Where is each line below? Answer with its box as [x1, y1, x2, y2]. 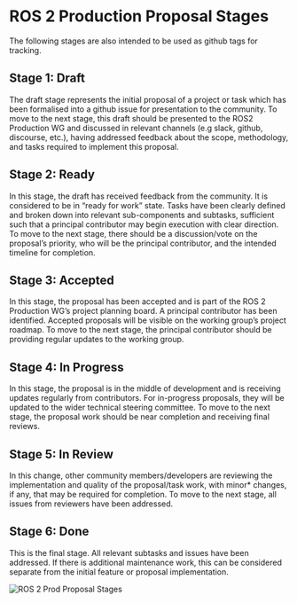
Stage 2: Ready [9, 167, 96, 183]
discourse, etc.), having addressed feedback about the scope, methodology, [9, 131, 289, 143]
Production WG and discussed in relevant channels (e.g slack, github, [9, 122, 263, 133]
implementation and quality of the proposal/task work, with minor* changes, [9, 480, 287, 489]
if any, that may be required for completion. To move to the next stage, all [9, 489, 277, 499]
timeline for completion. [9, 247, 96, 258]
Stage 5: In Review [9, 446, 113, 462]
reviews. [9, 421, 40, 432]
